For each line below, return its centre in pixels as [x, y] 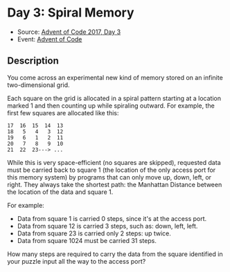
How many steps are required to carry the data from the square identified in [115, 254]
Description [33, 61]
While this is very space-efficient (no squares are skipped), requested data [114, 162]
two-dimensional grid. [39, 85]
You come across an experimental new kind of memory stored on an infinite [115, 77]
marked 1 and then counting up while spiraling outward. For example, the [111, 106]
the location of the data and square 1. [60, 192]
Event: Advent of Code [50, 39]
